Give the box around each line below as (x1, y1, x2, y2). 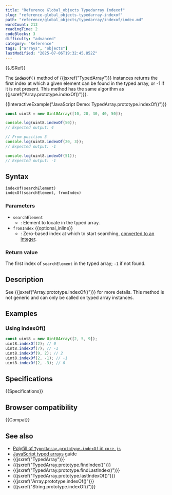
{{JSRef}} (5, 65, 26, 71)
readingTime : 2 (5, 27, 38, 32)
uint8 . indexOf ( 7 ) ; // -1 (5, 346, 59, 351)
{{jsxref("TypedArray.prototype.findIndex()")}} (12, 462, 111, 468)
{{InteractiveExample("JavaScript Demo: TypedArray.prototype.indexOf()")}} (5, 101, 167, 107)
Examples (5, 309, 37, 318)
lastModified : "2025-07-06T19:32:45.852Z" (5, 50, 98, 56)
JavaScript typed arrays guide (12, 451, 77, 457)
